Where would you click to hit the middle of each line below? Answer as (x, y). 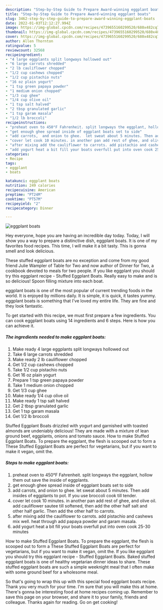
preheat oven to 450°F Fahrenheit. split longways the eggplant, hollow (82, 475)
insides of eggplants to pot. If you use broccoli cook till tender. (75, 496)
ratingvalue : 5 (21, 46)
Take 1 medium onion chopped (43, 385)
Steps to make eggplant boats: (37, 463)
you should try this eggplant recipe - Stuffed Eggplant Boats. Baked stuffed (80, 557)
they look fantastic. (25, 306)
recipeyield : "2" (23, 204)
